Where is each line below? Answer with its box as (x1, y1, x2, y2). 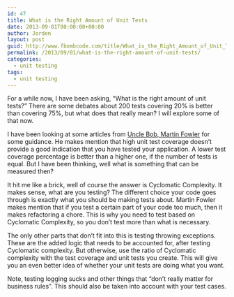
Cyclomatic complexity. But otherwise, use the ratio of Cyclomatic (7, 246, 196, 255)
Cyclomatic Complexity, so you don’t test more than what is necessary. (7, 218, 211, 226)
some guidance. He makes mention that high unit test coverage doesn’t (7, 138, 212, 146)
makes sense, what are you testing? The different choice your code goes (7, 188, 217, 196)
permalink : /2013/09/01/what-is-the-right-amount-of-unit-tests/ (7, 50, 201, 57)
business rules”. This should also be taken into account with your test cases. (7, 282, 226, 291)
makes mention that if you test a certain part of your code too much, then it (7, 203, 223, 212)
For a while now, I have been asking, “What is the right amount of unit (7, 94, 207, 103)
